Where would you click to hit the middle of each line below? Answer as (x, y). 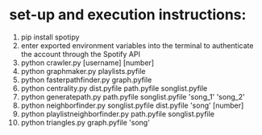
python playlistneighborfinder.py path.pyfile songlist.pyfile (118, 113)
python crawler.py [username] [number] (87, 63)
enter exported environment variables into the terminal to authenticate (137, 45)
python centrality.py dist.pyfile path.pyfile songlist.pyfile (114, 88)
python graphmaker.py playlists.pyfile (83, 71)
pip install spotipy (50, 37)
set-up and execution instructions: (128, 15)
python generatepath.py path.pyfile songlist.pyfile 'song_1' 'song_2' (133, 96)
